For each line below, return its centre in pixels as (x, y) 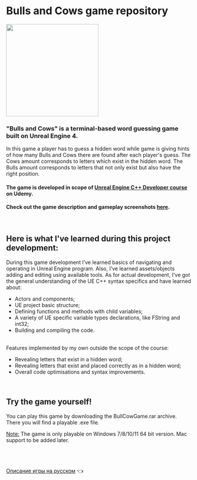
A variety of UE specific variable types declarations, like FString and (97, 318)
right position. (23, 174)
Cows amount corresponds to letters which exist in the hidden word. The (94, 161)
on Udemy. (20, 194)
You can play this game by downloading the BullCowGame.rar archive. (91, 416)
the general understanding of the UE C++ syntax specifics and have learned (99, 281)
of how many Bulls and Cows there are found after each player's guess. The (98, 155)
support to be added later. (38, 440)
